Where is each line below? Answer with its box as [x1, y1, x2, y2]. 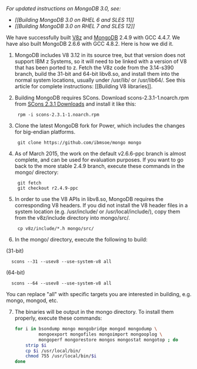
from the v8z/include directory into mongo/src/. [14, 214, 131, 221]
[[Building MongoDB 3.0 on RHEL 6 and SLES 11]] [14, 16, 134, 23]
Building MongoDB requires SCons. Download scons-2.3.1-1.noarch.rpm [14, 94, 189, 101]
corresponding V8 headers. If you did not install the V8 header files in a [14, 202, 188, 209]
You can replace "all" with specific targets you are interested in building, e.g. [6, 291, 192, 297]
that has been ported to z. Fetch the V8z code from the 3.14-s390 [14, 64, 174, 71]
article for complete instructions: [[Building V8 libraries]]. [14, 83, 153, 90]
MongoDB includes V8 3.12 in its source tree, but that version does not [14, 52, 185, 58]
